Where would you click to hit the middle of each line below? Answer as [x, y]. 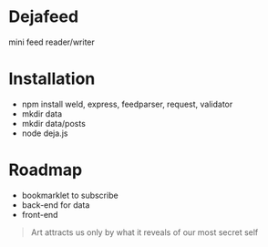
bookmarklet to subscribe [70, 195]
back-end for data [56, 205]
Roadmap [46, 170]
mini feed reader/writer [52, 42]
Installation [52, 79]
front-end [40, 214]
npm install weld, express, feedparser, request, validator [127, 104]
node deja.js [45, 133]
